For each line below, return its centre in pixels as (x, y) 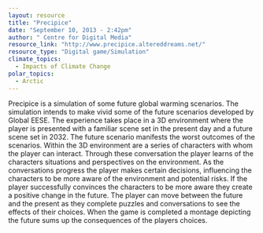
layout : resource (37, 15)
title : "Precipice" (40, 23)
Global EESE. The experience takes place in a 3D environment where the (126, 120)
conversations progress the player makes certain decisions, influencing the (130, 170)
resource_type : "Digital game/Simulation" (79, 52)
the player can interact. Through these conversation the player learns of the (131, 153)
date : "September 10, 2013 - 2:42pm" (70, 30)
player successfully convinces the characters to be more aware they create (131, 187)
